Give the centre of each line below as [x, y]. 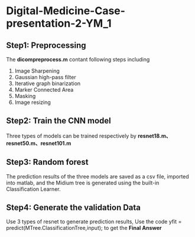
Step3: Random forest [47, 162]
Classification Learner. [33, 189]
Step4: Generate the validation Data [73, 208]
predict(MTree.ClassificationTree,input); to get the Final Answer [84, 228]
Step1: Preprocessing [46, 45]
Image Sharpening [37, 71]
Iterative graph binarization [48, 83]
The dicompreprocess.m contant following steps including [78, 59]
